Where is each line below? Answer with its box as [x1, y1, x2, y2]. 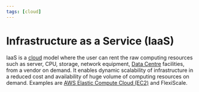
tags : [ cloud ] [6, 8, 42, 15]
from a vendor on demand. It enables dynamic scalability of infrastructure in [6, 66, 194, 74]
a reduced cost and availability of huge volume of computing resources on [6, 72, 189, 80]
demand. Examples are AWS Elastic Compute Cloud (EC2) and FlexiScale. [6, 79, 188, 86]
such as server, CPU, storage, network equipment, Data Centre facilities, [6, 60, 185, 67]
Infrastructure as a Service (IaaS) [6, 34, 174, 47]
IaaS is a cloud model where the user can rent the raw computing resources [6, 54, 193, 61]
